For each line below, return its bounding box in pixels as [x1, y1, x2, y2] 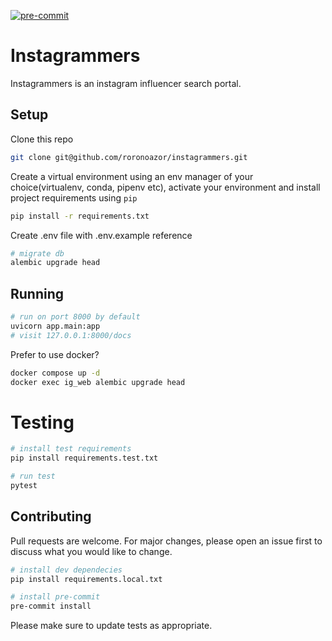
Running [10, 285, 65, 302]
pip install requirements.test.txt [10, 453, 159, 464]
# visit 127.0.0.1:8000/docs [10, 330, 132, 340]
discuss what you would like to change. [10, 545, 173, 557]
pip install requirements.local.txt [10, 574, 163, 584]
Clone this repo [10, 133, 74, 145]
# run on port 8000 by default [10, 312, 141, 322]
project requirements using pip [10, 191, 138, 204]
